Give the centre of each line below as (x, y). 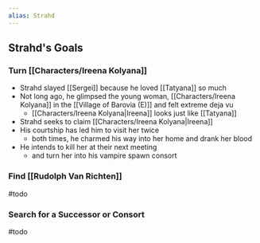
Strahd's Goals (46, 48)
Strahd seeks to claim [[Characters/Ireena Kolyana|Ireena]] (116, 122)
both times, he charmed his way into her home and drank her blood (142, 139)
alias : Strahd (32, 16)
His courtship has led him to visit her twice (89, 130)
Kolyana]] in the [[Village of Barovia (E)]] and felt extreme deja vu (126, 105)
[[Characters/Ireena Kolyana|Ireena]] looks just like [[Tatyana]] (134, 113)
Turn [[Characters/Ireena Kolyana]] (78, 70)
